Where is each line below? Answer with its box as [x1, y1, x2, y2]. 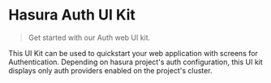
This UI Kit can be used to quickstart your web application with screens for [8, 48, 258, 58]
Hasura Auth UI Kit [8, 6, 136, 24]
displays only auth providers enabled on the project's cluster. [8, 65, 213, 75]
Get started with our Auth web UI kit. [28, 33, 151, 42]
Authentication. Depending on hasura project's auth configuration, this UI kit [8, 57, 264, 67]
